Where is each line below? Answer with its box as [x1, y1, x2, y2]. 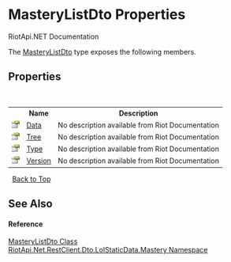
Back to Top [11, 174, 51, 184]
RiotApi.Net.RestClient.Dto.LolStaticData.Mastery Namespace [8, 245, 208, 255]
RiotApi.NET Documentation [8, 32, 99, 41]
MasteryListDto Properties [8, 6, 186, 24]
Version [26, 156, 51, 165]
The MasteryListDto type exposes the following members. [8, 47, 197, 56]
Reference [8, 219, 43, 229]
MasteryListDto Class [8, 237, 78, 246]
